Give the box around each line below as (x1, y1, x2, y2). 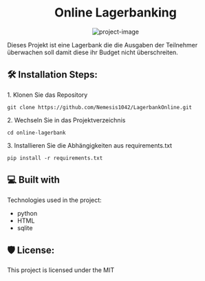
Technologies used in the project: (7, 196, 102, 204)
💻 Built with (7, 174, 61, 186)
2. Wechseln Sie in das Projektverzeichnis (7, 115, 126, 124)
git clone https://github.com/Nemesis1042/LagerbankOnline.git (7, 104, 193, 111)
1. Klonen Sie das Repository (7, 91, 88, 99)
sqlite (17, 223, 33, 232)
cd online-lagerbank (7, 129, 67, 136)
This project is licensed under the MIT (7, 266, 115, 274)
